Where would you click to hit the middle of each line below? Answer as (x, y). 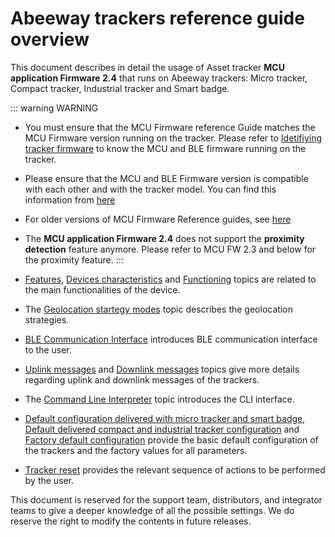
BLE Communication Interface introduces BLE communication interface (171, 339)
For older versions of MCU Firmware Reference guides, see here (158, 219)
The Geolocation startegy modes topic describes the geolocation (158, 309)
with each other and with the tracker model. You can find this (150, 189)
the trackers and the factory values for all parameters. (136, 450)
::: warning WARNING (54, 108)
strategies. (47, 319)
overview (50, 39)
